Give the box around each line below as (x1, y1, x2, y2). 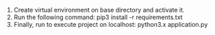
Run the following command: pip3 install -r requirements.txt (13, 13, 183, 21)
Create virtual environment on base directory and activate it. (13, 6, 185, 14)
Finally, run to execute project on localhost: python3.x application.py (13, 21, 208, 28)
